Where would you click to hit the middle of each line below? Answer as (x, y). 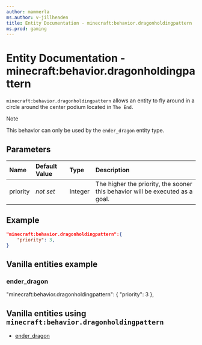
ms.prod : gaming (26, 29)
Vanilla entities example (52, 264)
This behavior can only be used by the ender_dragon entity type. (85, 131)
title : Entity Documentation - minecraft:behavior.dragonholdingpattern (99, 23)
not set (45, 191)
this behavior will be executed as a (144, 191)
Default (46, 166)
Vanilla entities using (46, 313)
